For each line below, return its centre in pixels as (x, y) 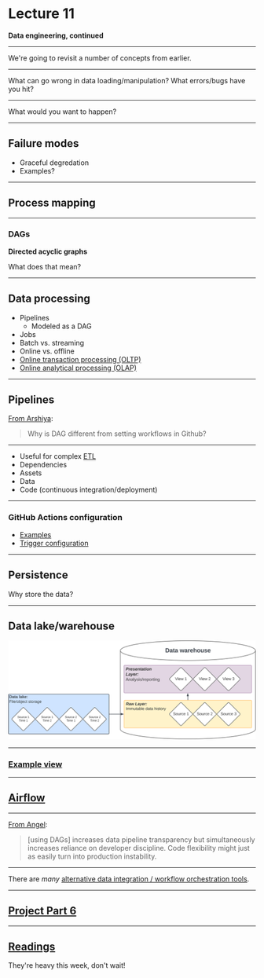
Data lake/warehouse (62, 626)
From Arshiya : (31, 419)
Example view (35, 764)
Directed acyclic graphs (48, 251)
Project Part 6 (42, 911)
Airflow (27, 798)
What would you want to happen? (62, 112)
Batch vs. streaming (52, 342)
